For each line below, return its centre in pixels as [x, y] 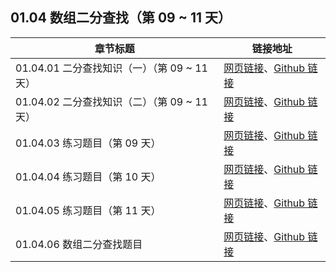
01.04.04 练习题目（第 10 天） [88, 176]
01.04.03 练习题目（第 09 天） [88, 143]
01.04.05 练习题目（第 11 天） [88, 210]
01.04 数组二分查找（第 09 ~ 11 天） [121, 18]
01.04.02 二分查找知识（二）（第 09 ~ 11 [111, 101]
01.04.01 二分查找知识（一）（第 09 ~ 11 [111, 68]
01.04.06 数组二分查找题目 [79, 244]
